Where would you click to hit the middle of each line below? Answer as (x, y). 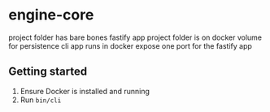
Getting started (48, 72)
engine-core (51, 15)
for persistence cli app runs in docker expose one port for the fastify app (130, 45)
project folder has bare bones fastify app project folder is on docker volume (135, 37)
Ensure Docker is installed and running (85, 91)
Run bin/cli (41, 100)
